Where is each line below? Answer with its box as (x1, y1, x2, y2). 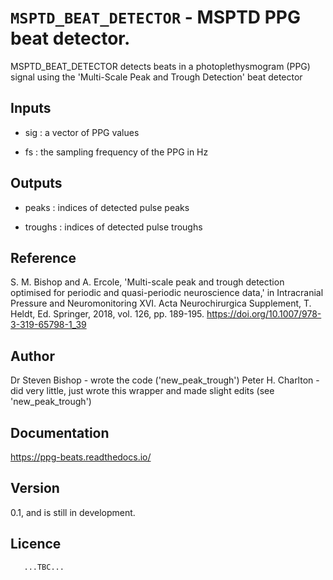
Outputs (10, 175, 63, 192)
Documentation (10, 424, 110, 441)
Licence (10, 536, 62, 553)
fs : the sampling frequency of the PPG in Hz (24, 146, 209, 158)
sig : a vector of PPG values (24, 126, 140, 138)
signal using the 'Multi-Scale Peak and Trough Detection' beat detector (10, 71, 303, 83)
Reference (10, 249, 77, 266)
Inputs (10, 100, 52, 117)
